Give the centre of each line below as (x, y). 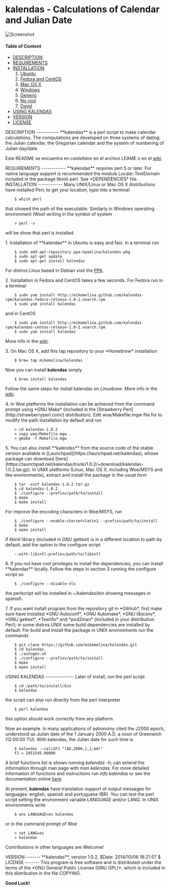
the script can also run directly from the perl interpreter (63, 700)
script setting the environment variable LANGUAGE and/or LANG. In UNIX (82, 800)
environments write (25, 805)
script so (14, 574)
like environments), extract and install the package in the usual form (76, 475)
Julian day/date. (22, 148)
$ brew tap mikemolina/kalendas (48, 360)
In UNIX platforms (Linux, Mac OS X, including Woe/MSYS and (97, 469)
